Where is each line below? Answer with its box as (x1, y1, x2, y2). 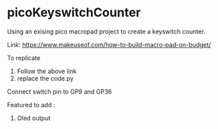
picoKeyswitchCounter (7, 5, 141, 20)
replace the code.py (16, 74, 74, 83)
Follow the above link (16, 67, 77, 75)
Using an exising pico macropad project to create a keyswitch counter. (7, 27, 206, 35)
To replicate (7, 53, 41, 62)
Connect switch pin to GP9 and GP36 (7, 87, 113, 96)
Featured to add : (7, 100, 56, 109)
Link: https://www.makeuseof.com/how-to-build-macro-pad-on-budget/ (7, 40, 211, 48)
